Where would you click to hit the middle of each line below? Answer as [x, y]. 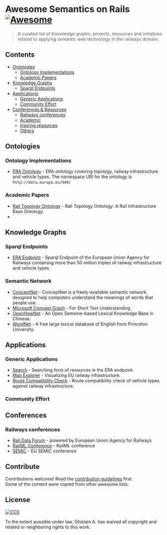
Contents [20, 55]
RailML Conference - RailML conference [53, 446]
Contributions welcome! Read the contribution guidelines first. [69, 478]
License [18, 500]
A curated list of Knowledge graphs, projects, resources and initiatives [90, 34]
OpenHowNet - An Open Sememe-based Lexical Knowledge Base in [83, 313]
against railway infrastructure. [43, 386]
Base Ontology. [28, 211]
